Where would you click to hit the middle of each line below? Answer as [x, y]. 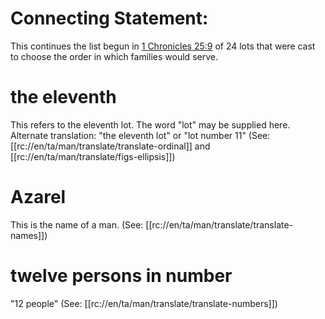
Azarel [38, 197]
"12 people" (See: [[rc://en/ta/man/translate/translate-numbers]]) [144, 303]
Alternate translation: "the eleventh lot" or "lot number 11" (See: [140, 135]
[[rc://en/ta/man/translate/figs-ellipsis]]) [93, 156]
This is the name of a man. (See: [77, 224]
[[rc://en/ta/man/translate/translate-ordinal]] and [110, 146]
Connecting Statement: [109, 18]
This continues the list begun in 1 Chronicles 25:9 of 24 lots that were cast [163, 46]
